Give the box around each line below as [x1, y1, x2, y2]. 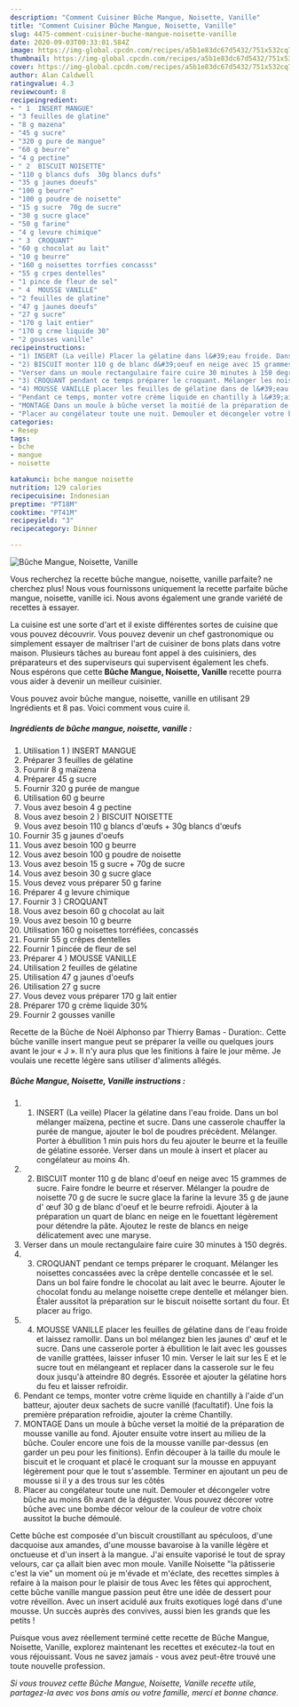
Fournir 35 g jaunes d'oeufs [22, 830, 124, 840]
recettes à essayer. [10, 602, 80, 613]
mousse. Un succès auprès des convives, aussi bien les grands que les [10, 1605, 271, 1616]
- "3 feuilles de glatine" [10, 112, 110, 121]
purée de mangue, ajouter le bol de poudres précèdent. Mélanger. [35, 1125, 278, 1137]
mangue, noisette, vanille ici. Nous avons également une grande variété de [10, 592, 283, 603]
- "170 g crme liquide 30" [10, 327, 110, 336]
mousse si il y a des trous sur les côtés [22, 1475, 165, 1486]
